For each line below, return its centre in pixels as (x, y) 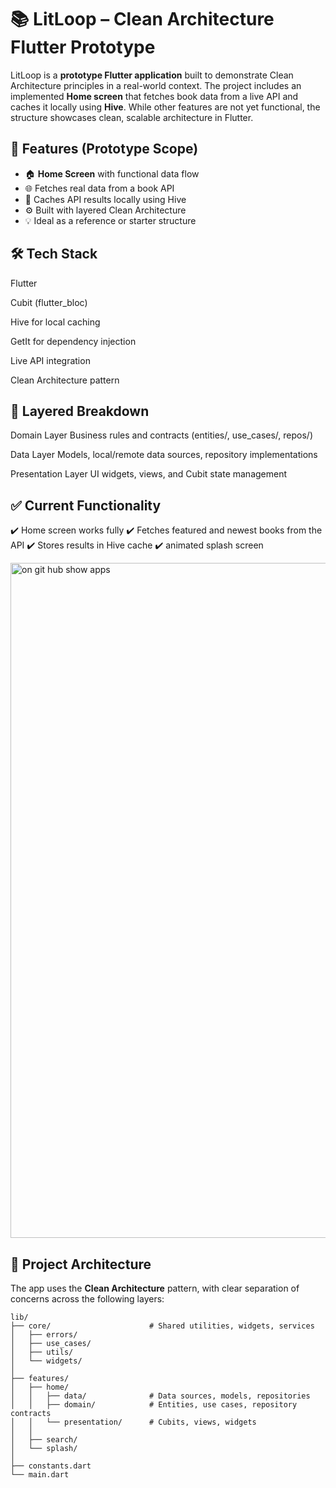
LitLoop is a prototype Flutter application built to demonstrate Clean (152, 75)
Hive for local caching (55, 322)
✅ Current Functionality (86, 505)
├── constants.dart (51, 1466)
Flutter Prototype (83, 47)
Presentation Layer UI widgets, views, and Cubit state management (149, 474)
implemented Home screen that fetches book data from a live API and (154, 96)
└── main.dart (40, 1475)
